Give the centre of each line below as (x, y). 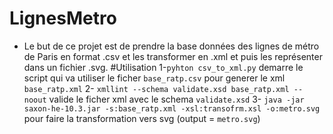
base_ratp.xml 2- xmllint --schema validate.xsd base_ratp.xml (156, 88)
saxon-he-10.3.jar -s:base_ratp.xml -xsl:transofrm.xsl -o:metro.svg (172, 108)
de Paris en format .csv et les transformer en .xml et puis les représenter (173, 56)
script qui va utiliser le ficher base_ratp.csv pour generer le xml (154, 78)
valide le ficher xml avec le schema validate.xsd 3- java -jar (176, 99)
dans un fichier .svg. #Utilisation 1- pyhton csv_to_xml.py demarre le (163, 67)
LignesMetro (63, 18)
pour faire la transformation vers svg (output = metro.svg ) (142, 118)
